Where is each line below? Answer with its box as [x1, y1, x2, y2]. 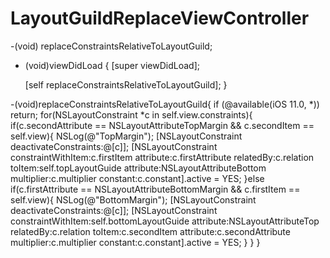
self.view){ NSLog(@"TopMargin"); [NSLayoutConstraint [10, 130, 243, 142]
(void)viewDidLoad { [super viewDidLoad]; [24, 59, 200, 71]
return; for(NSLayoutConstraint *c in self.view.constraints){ [10, 108, 253, 121]
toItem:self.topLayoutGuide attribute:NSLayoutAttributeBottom [10, 162, 267, 174]
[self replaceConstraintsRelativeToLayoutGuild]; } [24, 78, 228, 91]
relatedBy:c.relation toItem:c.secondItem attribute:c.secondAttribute [10, 225, 291, 237]
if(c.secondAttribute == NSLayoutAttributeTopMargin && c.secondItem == [10, 119, 315, 131]
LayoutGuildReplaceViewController [10, 7, 310, 30]
